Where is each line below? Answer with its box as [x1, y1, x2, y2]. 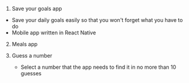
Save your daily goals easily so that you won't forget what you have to [11, 17, 183, 23]
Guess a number [11, 52, 53, 59]
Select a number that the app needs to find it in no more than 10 [20, 63, 177, 71]
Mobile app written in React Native [11, 29, 97, 36]
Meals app [11, 41, 38, 47]
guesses [20, 70, 41, 76]
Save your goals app [11, 5, 62, 12]
